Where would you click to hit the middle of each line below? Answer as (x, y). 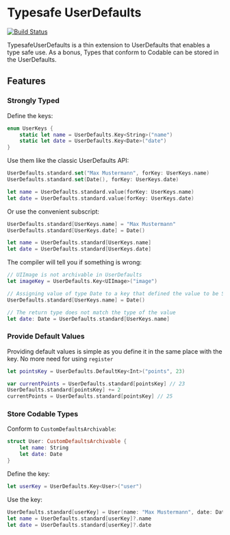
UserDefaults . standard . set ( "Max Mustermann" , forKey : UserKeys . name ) (108, 173)
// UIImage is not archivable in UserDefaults (75, 275)
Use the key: (25, 499)
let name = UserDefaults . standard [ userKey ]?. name (79, 519)
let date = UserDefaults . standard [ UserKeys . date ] (79, 249)
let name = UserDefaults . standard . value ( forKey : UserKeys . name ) (101, 192)
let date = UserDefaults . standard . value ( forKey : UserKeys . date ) (101, 198)
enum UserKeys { (30, 128)
